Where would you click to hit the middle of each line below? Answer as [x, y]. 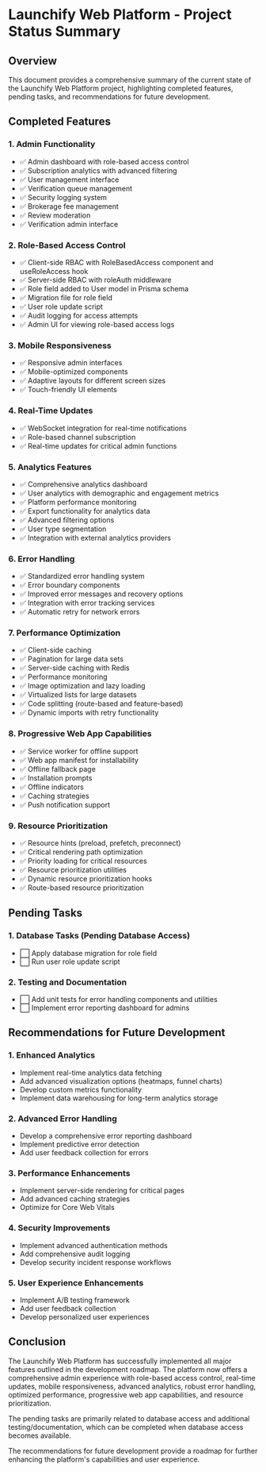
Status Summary [65, 31]
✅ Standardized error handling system [82, 576]
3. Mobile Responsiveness [60, 345]
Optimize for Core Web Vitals [67, 1208]
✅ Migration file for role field [66, 297]
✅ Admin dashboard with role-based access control [104, 161]
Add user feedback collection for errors [84, 1153]
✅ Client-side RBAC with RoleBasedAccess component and [116, 262]
